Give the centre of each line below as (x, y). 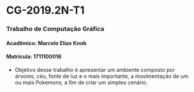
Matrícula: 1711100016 (34, 56)
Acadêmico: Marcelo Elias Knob (46, 43)
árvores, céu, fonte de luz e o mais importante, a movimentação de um (101, 76)
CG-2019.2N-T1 (46, 10)
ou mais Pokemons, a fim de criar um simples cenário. (81, 82)
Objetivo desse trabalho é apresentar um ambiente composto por (95, 69)
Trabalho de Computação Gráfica (55, 29)
